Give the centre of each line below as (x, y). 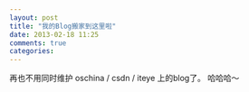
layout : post (34, 18)
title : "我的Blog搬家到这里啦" (63, 26)
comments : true (38, 43)
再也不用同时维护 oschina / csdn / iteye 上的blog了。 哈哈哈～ (124, 78)
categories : (32, 51)
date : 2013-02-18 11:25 (54, 34)
